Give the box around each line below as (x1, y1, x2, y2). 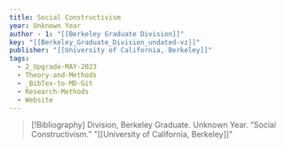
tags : (9, 54, 29, 63)
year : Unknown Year (9, 21, 82, 30)
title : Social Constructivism (9, 12, 122, 22)
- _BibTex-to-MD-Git (17, 79, 93, 88)
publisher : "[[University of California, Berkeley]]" (9, 46, 213, 55)
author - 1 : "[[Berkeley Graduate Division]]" (9, 29, 185, 38)
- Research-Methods (17, 87, 90, 96)
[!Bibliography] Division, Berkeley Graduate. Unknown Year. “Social (30, 120, 277, 130)
